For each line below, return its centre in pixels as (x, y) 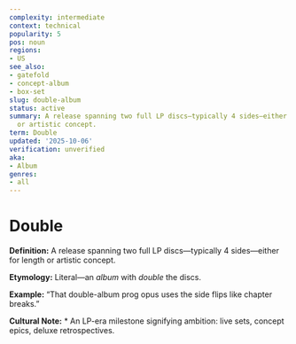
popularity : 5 (35, 34)
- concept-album (39, 83)
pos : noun (27, 42)
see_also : (27, 67)
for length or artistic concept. (62, 260)
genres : (23, 174)
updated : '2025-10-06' (51, 141)
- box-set (27, 91)
